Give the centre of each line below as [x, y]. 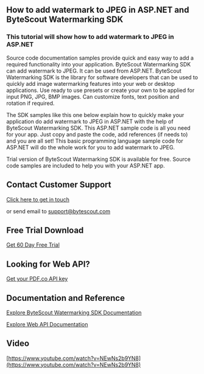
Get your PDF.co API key [37, 279]
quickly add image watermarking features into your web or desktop [91, 83]
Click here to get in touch [38, 199]
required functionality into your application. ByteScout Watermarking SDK [99, 64]
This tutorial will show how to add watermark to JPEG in [90, 37]
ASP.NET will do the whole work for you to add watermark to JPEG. [91, 147]
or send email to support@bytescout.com [58, 211]
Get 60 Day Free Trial [33, 245]
